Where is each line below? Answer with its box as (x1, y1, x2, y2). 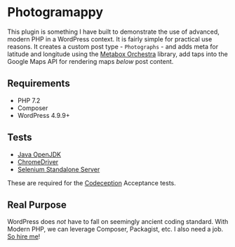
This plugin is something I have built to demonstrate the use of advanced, (7, 27, 220, 36)
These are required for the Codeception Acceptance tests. (7, 178, 177, 187)
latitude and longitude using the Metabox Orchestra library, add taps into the (7, 50, 228, 58)
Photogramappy (7, 4, 104, 20)
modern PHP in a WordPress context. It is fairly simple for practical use (7, 34, 213, 43)
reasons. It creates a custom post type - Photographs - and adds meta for (7, 42, 219, 51)
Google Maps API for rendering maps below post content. (7, 57, 174, 65)
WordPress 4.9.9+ (17, 111, 70, 119)
